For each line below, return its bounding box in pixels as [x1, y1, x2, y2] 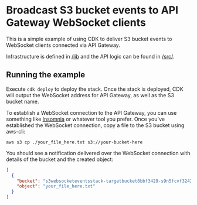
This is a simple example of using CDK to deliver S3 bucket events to [6, 35, 172, 42]
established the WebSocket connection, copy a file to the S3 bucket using [6, 121, 185, 129]
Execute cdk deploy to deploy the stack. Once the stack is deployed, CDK [6, 86, 184, 93]
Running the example [6, 70, 86, 80]
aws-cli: [6, 128, 25, 135]
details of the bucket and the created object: [6, 156, 113, 163]
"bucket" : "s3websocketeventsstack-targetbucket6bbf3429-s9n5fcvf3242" [16, 178, 195, 184]
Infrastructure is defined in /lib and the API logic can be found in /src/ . [6, 53, 175, 60]
